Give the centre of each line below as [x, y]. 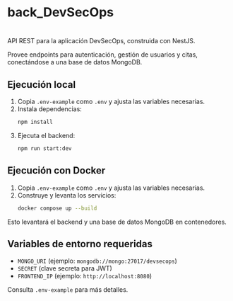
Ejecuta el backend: [46, 136]
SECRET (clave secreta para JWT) [65, 268]
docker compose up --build [57, 208]
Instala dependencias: [50, 109]
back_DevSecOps [61, 12]
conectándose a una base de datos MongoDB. [75, 62]
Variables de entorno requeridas [80, 244]
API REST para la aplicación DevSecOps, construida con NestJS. [101, 41]
